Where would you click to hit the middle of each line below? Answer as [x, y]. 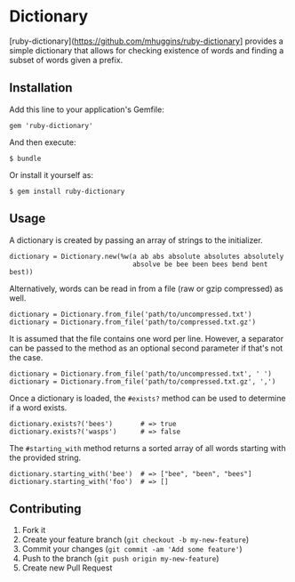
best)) [21, 272]
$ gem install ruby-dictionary [67, 191]
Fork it [34, 530]
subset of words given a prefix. [66, 60]
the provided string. [45, 457]
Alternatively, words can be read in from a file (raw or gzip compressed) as [146, 288]
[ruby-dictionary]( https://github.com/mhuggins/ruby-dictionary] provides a [147, 41]
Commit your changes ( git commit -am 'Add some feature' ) [132, 549]
